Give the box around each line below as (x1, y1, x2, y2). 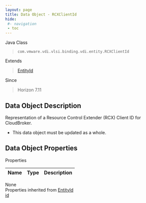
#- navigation (7, 21, 37, 26)
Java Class (5, 39, 28, 45)
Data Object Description (5, 101, 81, 110)
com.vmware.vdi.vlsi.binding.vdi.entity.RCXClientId (17, 49, 130, 54)
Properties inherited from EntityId (5, 187, 74, 193)
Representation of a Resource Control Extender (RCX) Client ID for (5, 114, 141, 120)
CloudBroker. (5, 120, 32, 126)
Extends (5, 58, 22, 64)
